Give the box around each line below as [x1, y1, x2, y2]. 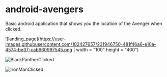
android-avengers [5, 4, 84, 15]
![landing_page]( [5, 36, 40, 42]
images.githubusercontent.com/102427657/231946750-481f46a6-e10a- [5, 41, 156, 47]
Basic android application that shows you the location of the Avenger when [5, 20, 162, 27]
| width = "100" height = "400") [73, 46, 139, 53]
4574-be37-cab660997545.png [5, 46, 73, 53]
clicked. [5, 25, 22, 32]
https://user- [39, 36, 66, 42]
